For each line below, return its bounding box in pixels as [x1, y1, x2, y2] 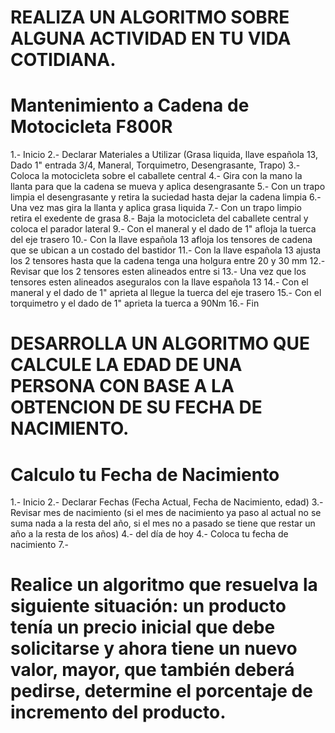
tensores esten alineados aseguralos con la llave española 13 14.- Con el [10, 276, 309, 288]
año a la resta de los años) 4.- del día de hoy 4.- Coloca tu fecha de [10, 528, 289, 540]
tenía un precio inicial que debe [10, 616, 276, 639]
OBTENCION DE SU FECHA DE [10, 396, 263, 419]
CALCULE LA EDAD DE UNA [10, 354, 243, 376]
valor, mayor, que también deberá [10, 659, 295, 681]
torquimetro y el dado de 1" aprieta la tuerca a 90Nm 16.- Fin [10, 297, 260, 310]
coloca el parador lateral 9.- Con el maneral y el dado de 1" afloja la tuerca [10, 223, 317, 235]
